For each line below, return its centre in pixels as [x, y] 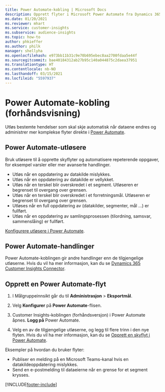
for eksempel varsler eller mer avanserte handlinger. [58, 164]
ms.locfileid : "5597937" [30, 78]
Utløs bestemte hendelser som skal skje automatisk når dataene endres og [81, 127]
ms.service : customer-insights [37, 28]
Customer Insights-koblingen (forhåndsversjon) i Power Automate [79, 315]
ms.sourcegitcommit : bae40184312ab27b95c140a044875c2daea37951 [71, 60]
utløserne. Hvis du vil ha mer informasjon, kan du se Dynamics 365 [73, 263]
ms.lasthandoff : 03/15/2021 [34, 74]
